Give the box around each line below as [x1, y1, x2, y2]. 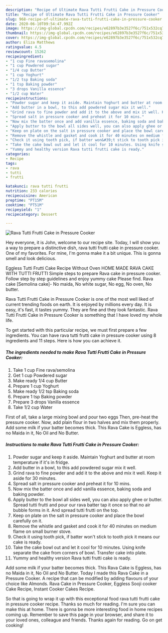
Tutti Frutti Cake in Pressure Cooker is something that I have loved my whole [5, 312, 163, 318]
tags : [5, 161, 17, 166]
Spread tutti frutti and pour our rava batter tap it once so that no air [12, 502, 151, 508]
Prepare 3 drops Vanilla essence [12, 399, 80, 405]
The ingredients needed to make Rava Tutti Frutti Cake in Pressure [5, 349, 146, 355]
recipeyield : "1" [5, 207, 42, 212]
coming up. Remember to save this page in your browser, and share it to [5, 611, 154, 618]
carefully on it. [12, 518, 43, 524]
